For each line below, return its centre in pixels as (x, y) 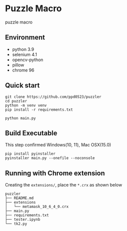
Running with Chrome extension (55, 173)
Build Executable (31, 133)
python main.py (21, 118)
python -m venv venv (26, 105)
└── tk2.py (16, 224)
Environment (25, 37)
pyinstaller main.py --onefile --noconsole (50, 158)
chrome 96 (23, 70)
